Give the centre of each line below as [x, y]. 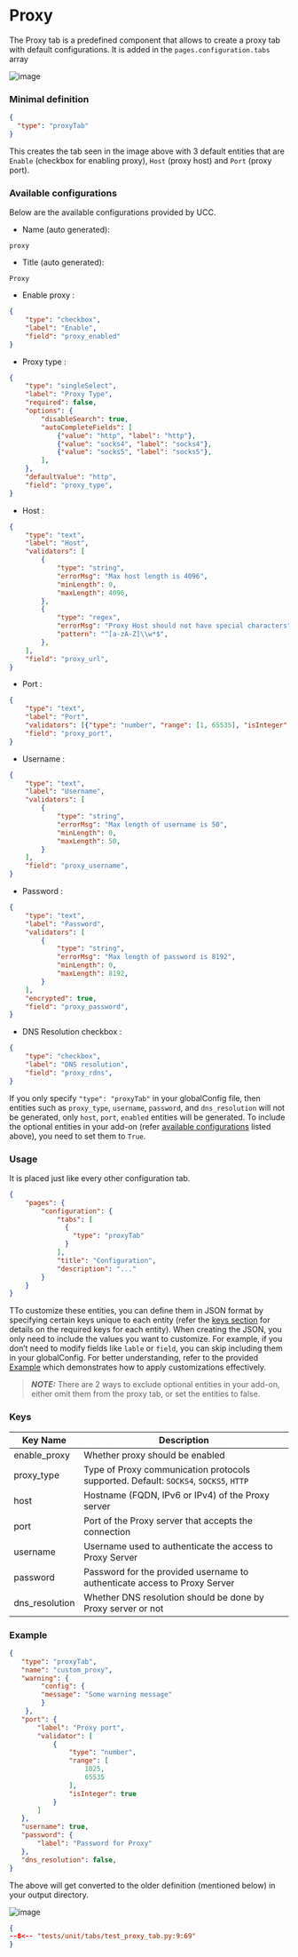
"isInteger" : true [103, 1793]
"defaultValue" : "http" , [71, 477]
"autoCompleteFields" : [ [87, 427]
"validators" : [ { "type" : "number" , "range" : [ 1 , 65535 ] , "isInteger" [157, 725]
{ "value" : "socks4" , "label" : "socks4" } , [134, 444]
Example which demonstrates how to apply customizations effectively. [138, 1367]
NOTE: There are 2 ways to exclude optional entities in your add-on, [155, 1385]
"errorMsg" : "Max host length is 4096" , [132, 576]
